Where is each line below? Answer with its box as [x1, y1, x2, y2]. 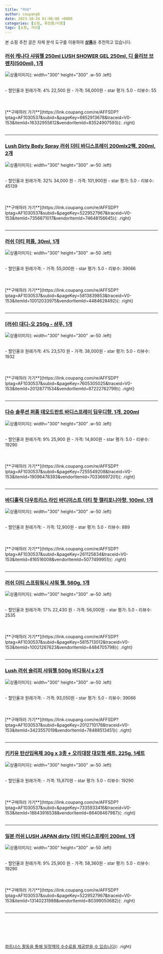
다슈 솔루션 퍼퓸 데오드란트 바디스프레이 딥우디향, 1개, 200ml [5, 408, 139, 415]
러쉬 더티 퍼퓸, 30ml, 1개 [5, 238, 60, 244]
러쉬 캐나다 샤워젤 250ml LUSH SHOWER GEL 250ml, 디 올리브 [5, 53, 148, 60]
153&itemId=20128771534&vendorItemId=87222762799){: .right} [5, 386, 135, 392]
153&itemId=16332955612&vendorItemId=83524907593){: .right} [5, 120, 135, 126]
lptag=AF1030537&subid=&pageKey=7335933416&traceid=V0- [5, 805, 132, 811]
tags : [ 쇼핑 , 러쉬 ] [5, 25, 40, 30]
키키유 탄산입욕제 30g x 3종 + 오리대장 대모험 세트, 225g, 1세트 [5, 750, 145, 757]
